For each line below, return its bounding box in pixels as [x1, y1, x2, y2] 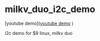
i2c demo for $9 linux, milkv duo [5, 30, 72, 36]
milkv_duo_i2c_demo [5, 4, 95, 15]
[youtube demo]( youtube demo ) [5, 20, 73, 26]
